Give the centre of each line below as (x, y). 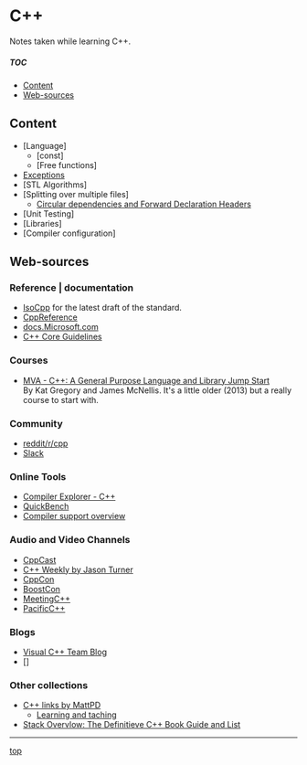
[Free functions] (67, 165)
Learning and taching (76, 715)
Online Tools (38, 476)
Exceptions (44, 175)
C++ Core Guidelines (62, 337)
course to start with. (60, 399)
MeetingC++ (47, 599)
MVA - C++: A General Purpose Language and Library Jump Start (146, 380)
